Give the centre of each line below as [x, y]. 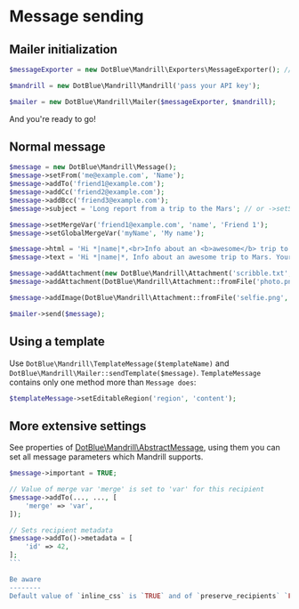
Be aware [25, 579]
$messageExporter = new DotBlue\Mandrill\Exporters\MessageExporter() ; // [151, 69]
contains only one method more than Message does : [103, 382]
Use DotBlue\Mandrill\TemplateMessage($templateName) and [119, 363]
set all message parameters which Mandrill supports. [106, 457]
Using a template [57, 341]
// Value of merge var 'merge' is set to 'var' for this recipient [137, 490]
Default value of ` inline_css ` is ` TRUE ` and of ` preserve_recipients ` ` [149, 596]
